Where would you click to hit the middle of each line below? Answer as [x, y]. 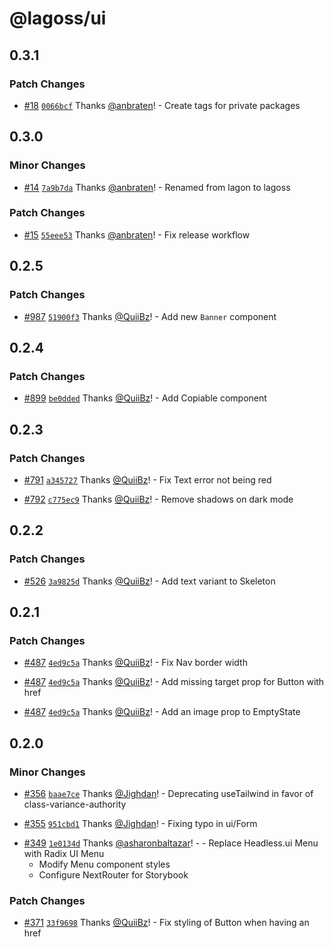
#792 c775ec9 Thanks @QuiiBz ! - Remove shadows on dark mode [158, 499]
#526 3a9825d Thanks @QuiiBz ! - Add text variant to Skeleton [149, 581]
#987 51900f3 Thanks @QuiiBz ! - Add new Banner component [150, 316]
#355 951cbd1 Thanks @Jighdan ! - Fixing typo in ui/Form [140, 823]
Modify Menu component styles [104, 864]
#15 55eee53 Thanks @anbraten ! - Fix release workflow [137, 234]
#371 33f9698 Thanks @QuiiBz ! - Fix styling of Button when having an [166, 923]
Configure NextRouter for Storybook [113, 874]
